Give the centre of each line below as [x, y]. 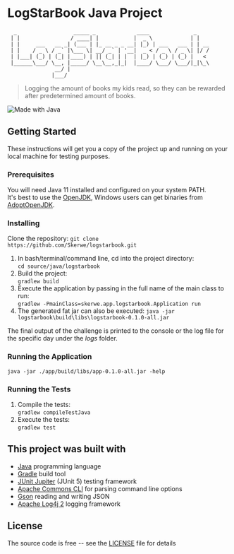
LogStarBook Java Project [85, 13]
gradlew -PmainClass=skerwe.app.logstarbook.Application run [109, 304]
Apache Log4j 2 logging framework [69, 504]
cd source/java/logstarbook [58, 266]
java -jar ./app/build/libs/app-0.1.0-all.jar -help [86, 371]
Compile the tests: [44, 404]
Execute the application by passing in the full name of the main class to [121, 288]
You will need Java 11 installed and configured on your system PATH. [107, 190]
